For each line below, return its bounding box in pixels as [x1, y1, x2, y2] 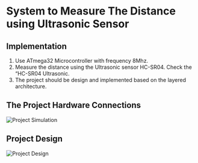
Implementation [6, 41, 67, 51]
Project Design [6, 134, 63, 144]
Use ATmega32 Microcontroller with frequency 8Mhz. [14, 57, 149, 64]
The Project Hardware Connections [6, 100, 141, 110]
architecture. [14, 83, 47, 90]
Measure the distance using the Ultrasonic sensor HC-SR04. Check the [14, 63, 193, 71]
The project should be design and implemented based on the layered [14, 77, 187, 83]
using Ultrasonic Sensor [6, 17, 129, 31]
